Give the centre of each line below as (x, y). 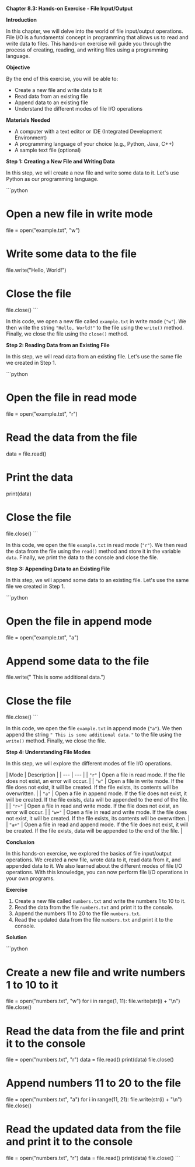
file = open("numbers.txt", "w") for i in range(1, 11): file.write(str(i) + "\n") (93, 1001)
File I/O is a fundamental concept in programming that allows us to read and (97, 37)
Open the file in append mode (79, 621)
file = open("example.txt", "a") (42, 637)
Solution (17, 937)
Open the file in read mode (72, 398)
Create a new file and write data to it (58, 90)
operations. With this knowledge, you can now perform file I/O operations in (97, 872)
